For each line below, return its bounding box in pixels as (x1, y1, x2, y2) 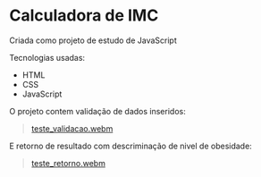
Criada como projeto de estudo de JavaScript (9, 35, 177, 46)
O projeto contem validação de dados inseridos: (9, 105, 186, 116)
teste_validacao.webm (30, 122, 114, 134)
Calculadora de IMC (9, 5, 159, 26)
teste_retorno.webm (30, 157, 105, 168)
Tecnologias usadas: (9, 52, 86, 63)
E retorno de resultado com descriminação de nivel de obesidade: (9, 140, 252, 151)
